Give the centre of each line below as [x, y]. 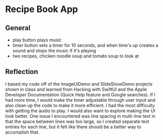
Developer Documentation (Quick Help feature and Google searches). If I [80, 95]
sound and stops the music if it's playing [54, 51]
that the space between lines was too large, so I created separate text [77, 121]
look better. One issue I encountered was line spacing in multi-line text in [80, 116]
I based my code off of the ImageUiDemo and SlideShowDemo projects [79, 84]
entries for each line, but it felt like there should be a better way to [73, 126]
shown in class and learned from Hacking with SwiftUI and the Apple [76, 89]
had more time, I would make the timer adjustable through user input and [80, 100]
